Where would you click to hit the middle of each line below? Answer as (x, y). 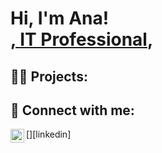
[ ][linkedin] (49, 134)
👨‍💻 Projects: (49, 76)
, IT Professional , (82, 39)
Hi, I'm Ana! (60, 18)
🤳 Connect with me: (72, 110)
